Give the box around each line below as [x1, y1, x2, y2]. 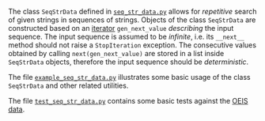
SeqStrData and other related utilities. [8, 81, 129, 90]
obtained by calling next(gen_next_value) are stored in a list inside [8, 49, 225, 58]
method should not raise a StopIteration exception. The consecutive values [8, 40, 257, 50]
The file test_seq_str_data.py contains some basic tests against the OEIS [8, 96, 248, 105]
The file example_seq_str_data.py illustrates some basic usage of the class [8, 73, 251, 81]
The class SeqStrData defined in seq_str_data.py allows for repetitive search [8, 7, 257, 16]
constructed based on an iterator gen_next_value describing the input [8, 24, 234, 32]
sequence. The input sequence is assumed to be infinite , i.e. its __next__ [8, 32, 244, 41]
